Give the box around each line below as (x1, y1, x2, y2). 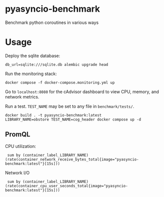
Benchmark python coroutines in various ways (5, 20, 99, 25)
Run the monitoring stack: (5, 71, 57, 77)
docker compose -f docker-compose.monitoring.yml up (5, 80, 115, 85)
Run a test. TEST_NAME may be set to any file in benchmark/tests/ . (5, 103, 135, 109)
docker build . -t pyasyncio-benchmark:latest (5, 113, 102, 118)
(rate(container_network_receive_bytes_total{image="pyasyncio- (5, 157, 139, 162)
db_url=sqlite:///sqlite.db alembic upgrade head (5, 62, 109, 67)
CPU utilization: (5, 143, 36, 149)
